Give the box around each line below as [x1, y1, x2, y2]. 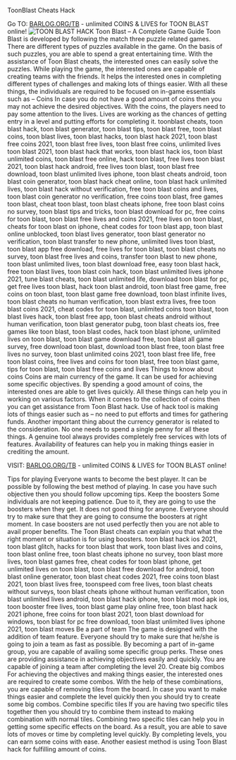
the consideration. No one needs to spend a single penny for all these [7, 425, 210, 433]
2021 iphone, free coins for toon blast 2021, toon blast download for [7, 610, 204, 618]
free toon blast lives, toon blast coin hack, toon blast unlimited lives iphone [7, 268, 224, 275]
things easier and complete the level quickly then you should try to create [7, 692, 221, 701]
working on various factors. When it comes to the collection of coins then [7, 395, 221, 403]
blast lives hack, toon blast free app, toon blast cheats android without [7, 312, 211, 321]
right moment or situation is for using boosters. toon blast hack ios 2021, [7, 535, 218, 543]
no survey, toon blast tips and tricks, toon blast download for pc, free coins [7, 208, 225, 215]
